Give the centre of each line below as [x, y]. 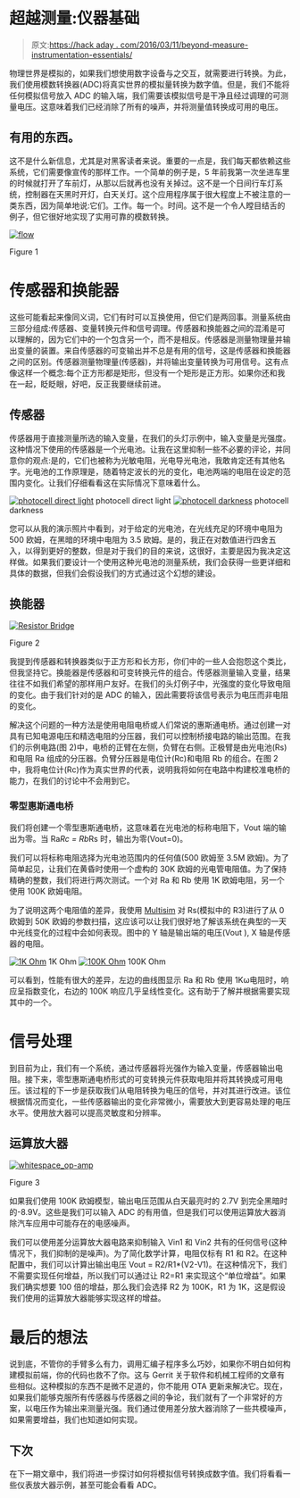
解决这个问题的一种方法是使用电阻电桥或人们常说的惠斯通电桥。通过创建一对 [150, 725]
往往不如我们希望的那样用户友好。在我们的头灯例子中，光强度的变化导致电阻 [150, 684]
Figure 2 [25, 643]
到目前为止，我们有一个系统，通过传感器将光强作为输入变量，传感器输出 [142, 1068]
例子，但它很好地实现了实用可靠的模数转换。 [92, 216]
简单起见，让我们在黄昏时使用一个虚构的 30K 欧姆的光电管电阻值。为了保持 [148, 869]
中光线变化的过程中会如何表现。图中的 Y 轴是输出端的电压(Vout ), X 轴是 [142, 932]
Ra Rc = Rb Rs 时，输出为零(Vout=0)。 [119, 838]
